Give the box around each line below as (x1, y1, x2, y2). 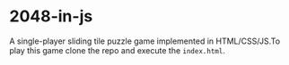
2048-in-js (9, 6, 93, 27)
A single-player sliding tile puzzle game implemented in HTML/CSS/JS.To (9, 36, 281, 46)
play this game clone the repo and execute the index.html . (9, 45, 226, 55)
